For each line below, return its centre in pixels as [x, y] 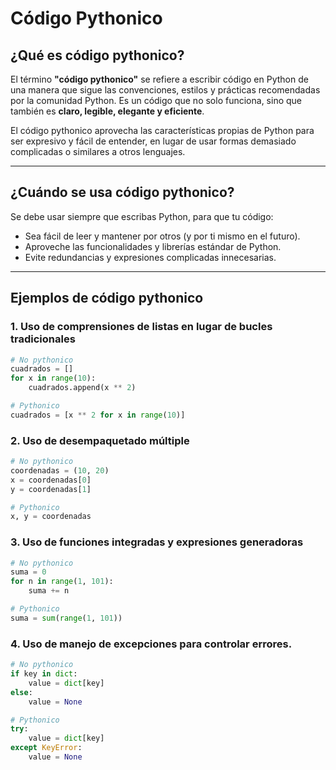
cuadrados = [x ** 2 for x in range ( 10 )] [98, 415]
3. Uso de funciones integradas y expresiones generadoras [157, 542]
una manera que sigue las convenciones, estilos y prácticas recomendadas [165, 90]
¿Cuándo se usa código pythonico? [122, 192]
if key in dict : [44, 674]
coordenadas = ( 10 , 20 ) [60, 470]
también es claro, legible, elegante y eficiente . [107, 111]
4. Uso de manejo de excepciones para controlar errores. [151, 644]
